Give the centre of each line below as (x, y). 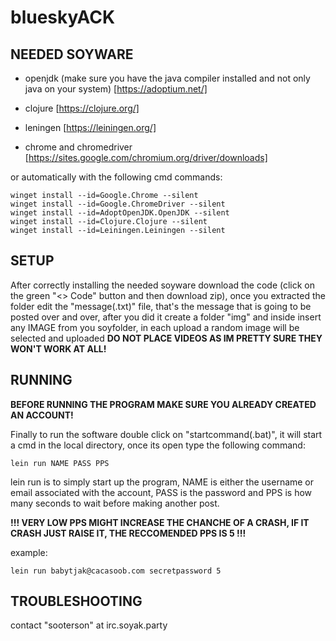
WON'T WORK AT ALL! (58, 348)
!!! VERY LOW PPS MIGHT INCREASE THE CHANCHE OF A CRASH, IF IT (160, 522)
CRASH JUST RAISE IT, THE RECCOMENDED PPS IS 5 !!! (128, 533)
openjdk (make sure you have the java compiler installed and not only (167, 78)
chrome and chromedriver (78, 147)
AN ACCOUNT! (42, 415)
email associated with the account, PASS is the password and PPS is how (161, 492)
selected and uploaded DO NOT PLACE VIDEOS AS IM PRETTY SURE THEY (166, 338)
